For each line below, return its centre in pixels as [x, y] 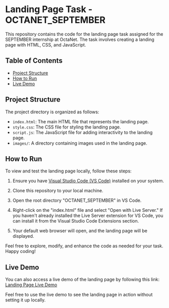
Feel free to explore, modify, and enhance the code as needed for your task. [84, 246]
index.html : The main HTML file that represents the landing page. [80, 121]
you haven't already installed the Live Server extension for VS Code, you [88, 215]
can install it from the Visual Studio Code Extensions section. [76, 221]
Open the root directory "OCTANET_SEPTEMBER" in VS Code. [77, 200]
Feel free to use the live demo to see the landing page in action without [79, 295]
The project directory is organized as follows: [52, 112]
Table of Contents [34, 61]
